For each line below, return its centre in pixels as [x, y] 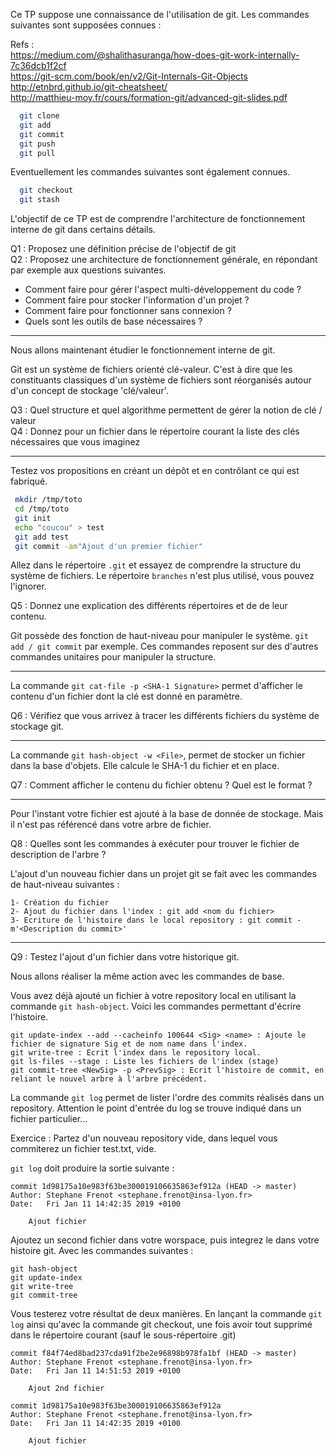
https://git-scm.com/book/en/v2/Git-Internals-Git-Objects [129, 76]
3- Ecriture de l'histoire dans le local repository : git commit [151, 920]
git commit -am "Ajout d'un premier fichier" [108, 546]
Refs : [22, 44]
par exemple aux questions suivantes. [88, 270]
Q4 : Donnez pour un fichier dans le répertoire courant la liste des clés [155, 431]
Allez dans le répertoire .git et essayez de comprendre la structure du [156, 565]
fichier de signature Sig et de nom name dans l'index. [129, 1044]
